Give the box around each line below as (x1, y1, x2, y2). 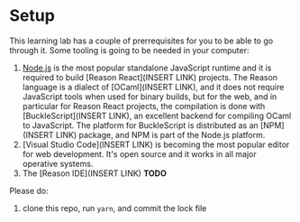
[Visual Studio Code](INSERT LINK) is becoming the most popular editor (22, 139, 290, 150)
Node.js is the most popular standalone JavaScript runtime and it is (22, 62, 272, 73)
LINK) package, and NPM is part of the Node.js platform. (55, 129, 266, 140)
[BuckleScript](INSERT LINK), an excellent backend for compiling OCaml (22, 110, 292, 121)
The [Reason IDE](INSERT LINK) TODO (22, 168, 167, 179)
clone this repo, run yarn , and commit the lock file (22, 202, 207, 213)
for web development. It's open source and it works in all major (22, 148, 257, 159)
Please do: (9, 185, 49, 196)
